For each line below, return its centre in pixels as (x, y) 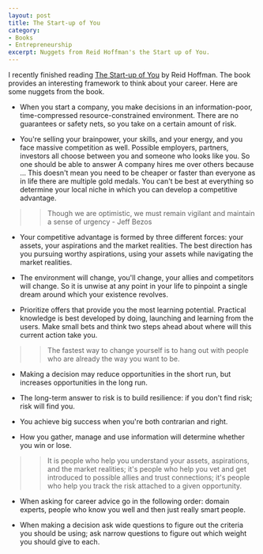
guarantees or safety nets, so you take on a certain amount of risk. (128, 124)
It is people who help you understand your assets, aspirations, (148, 461)
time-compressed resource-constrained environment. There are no (129, 115)
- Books (21, 38)
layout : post (30, 15)
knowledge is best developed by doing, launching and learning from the (137, 318)
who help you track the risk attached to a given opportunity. (145, 486)
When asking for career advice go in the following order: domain (124, 501)
